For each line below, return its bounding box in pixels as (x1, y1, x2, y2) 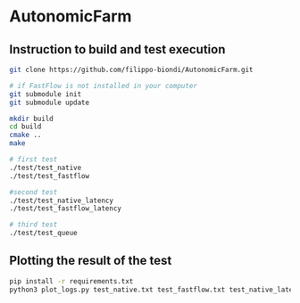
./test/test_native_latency (9, 196, 114, 205)
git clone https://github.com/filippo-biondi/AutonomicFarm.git (9, 65, 254, 74)
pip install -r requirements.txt (9, 276, 134, 286)
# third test (9, 220, 58, 229)
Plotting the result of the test (9, 253, 172, 268)
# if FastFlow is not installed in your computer (9, 81, 198, 90)
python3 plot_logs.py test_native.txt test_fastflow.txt (9, 285, 226, 294)
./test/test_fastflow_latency (9, 204, 122, 213)
